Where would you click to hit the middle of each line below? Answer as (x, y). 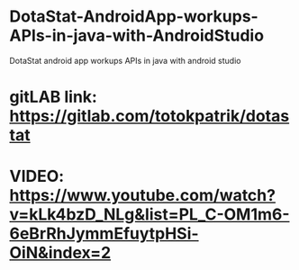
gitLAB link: (53, 97)
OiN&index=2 (60, 253)
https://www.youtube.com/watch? (143, 196)
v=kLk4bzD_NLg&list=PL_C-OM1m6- (149, 215)
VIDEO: (37, 176)
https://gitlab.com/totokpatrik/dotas (149, 117)
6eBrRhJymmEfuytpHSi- (104, 234)
